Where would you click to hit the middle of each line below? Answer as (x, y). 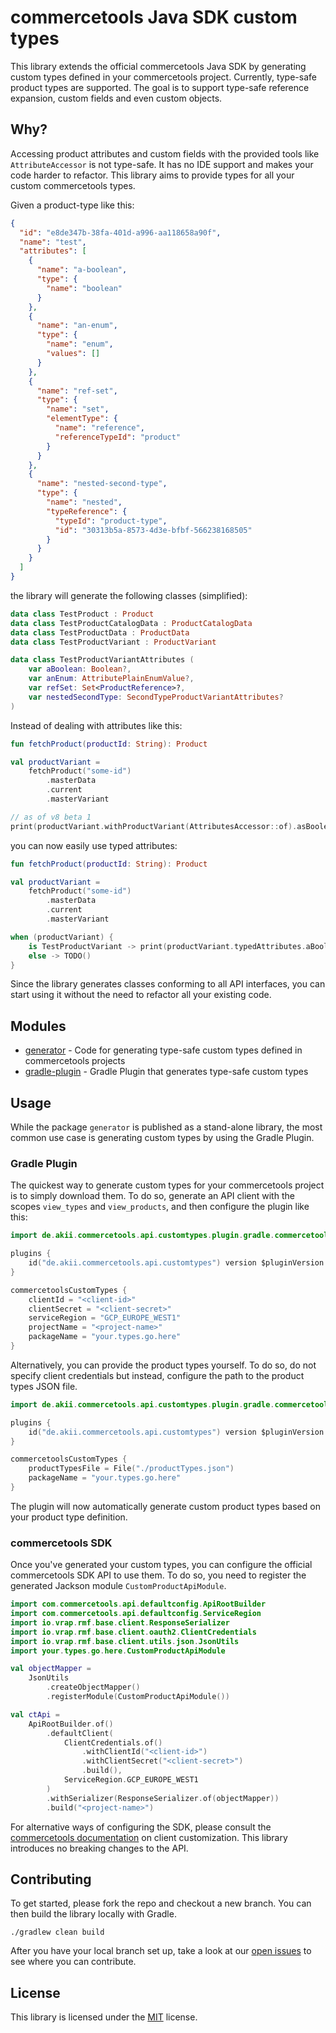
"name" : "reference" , (99, 428)
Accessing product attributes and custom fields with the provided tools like (165, 153)
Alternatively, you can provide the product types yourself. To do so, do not (163, 1365)
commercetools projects (75, 1061)
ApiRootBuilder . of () (71, 1724)
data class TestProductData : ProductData (100, 632)
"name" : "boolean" (84, 288)
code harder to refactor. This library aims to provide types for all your (152, 175)
